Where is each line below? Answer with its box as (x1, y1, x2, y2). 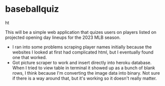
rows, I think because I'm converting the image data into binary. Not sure (12, 70, 160, 76)
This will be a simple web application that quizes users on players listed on (5, 29, 157, 35)
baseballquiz (5, 3, 59, 15)
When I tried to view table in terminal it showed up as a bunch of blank (12, 65, 155, 71)
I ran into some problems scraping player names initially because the (12, 44, 152, 50)
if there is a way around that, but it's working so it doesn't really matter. (12, 75, 157, 81)
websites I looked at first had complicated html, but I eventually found (12, 49, 154, 55)
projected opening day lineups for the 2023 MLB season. (5, 34, 121, 40)
